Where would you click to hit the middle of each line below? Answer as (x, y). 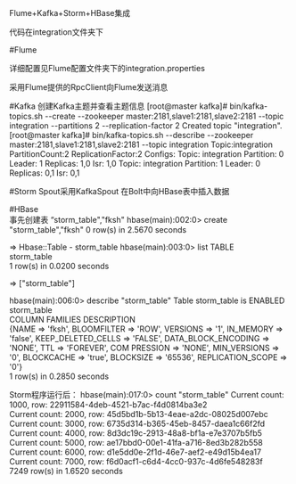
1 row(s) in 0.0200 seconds (59, 266)
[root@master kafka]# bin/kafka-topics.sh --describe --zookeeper (132, 135)
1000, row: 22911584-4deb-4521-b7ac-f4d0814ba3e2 (108, 405)
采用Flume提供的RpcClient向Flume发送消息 (89, 87)
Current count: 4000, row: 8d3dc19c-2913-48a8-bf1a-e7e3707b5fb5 (136, 433)
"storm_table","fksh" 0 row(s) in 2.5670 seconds (98, 230)
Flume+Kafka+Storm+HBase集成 (70, 13)
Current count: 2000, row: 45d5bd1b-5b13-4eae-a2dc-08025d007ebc (139, 414)
